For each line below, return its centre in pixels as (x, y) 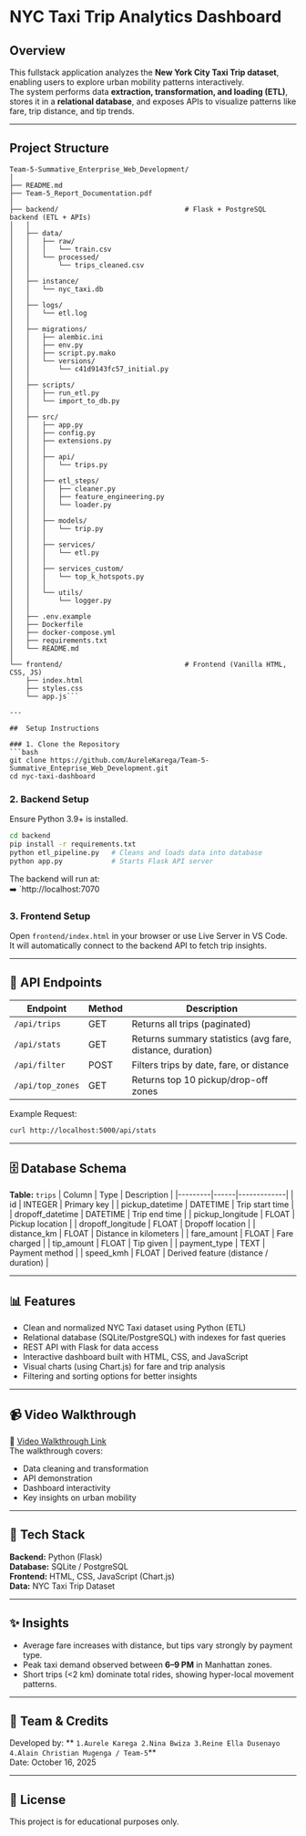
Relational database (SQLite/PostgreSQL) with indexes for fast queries (154, 1338)
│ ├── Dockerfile (46, 624)
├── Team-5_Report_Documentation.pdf (81, 193)
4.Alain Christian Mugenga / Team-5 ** (83, 1753)
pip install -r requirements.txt (73, 844)
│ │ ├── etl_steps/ (55, 481)
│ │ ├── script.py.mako (63, 353)
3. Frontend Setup (50, 916)
